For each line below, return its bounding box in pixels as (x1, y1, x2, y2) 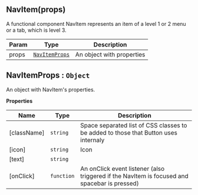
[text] (9, 155, 25, 163)
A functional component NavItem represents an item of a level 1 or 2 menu (6, 20, 187, 27)
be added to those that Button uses (80, 129, 178, 137)
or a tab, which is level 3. (6, 26, 67, 33)
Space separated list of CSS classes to (80, 121, 187, 129)
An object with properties (75, 50, 146, 58)
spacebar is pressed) (80, 179, 140, 187)
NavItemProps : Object (6, 70, 90, 80)
